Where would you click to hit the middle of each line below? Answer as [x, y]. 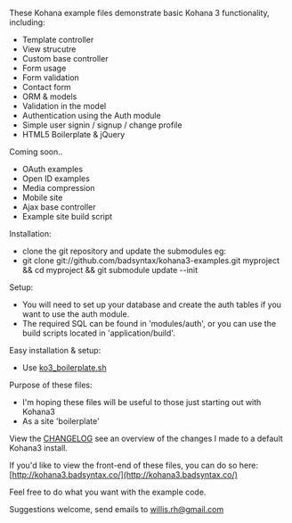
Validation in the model [64, 106]
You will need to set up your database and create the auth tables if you [152, 304]
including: [28, 22]
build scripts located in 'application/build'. [98, 333]
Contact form [46, 87]
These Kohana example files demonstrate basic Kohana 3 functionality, [139, 13]
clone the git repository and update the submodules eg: [124, 251]
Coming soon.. [36, 152]
